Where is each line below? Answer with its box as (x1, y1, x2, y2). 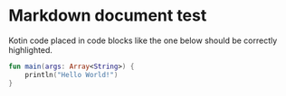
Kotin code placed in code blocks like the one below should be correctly (8, 35, 278, 46)
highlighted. (8, 44, 53, 55)
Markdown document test (8, 5, 207, 26)
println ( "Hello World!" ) (24, 70, 119, 79)
